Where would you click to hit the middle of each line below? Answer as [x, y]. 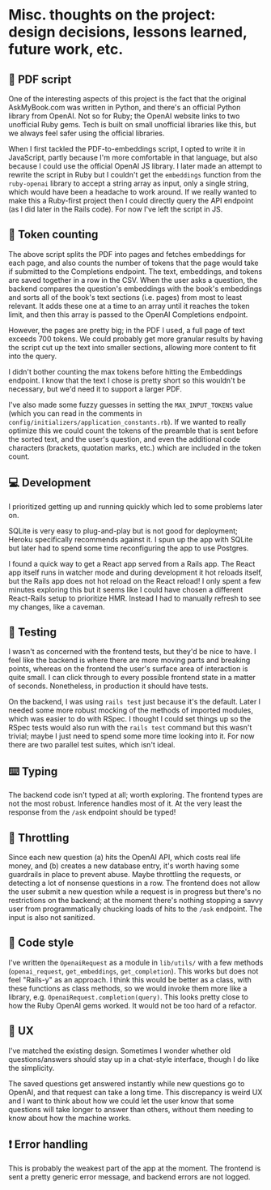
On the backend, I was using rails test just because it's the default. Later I [135, 702]
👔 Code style [41, 943]
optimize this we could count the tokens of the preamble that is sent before [133, 430]
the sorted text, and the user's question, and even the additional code [125, 439]
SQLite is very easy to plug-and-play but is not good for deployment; [123, 531]
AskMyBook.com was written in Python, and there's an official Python [125, 107]
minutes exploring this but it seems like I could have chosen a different [126, 589]
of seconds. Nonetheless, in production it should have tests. [108, 686]
